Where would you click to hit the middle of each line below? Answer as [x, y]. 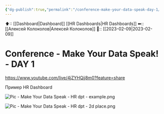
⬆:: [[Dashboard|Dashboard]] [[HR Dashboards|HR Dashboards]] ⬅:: [74, 23]
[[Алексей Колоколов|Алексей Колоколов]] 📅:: [53, 29]
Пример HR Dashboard [29, 87]
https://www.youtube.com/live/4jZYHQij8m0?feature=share [65, 78]
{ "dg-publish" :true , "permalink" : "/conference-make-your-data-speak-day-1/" [84, 10]
